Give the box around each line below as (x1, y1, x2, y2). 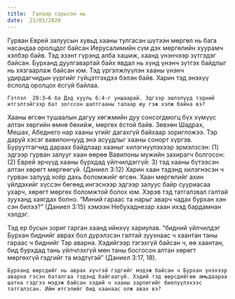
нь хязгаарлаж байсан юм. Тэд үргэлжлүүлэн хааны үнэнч (7, 66, 184, 74)
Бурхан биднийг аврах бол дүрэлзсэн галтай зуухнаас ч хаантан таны (7, 231, 218, 239)
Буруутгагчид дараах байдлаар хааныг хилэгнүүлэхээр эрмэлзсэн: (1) (7, 142, 220, 151)
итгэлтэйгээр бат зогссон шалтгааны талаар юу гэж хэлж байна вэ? (7, 100, 206, 107)
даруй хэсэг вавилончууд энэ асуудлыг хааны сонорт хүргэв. (7, 135, 193, 144)
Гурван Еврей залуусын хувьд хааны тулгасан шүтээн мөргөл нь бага (7, 36, 217, 44)
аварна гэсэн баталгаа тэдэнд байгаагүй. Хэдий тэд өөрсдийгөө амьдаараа (7, 273, 228, 280)
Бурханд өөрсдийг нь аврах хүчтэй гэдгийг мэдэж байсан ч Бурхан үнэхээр (7, 267, 228, 274)
